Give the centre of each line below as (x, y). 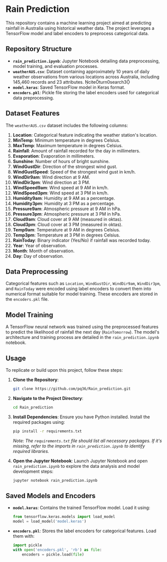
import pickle (27, 545)
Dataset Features (33, 113)
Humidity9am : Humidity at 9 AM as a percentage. (64, 198)
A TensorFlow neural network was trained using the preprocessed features (82, 327)
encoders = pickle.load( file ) (53, 554)
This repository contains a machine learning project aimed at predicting (79, 23)
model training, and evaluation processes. (56, 66)
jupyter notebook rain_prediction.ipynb (55, 480)
